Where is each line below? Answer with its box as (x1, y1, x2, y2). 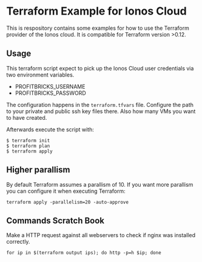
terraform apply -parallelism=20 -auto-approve (6, 199, 129, 205)
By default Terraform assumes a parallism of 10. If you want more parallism (6, 181, 194, 188)
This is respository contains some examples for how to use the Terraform (6, 24, 189, 32)
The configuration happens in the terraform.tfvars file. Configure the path (6, 101, 194, 108)
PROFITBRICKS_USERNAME (15, 83, 86, 90)
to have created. (6, 114, 47, 121)
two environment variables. (6, 71, 75, 78)
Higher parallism (6, 165, 70, 175)
